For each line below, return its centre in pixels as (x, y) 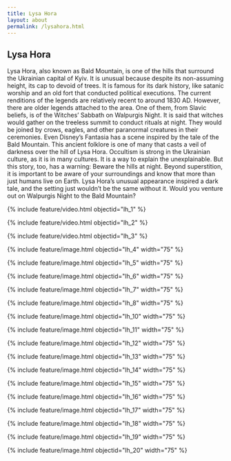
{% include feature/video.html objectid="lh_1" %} (77, 209)
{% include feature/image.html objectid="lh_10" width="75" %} (97, 317)
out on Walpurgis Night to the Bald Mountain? (72, 196)
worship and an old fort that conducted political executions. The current (109, 93)
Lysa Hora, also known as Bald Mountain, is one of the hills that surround (111, 71)
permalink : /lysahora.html (46, 26)
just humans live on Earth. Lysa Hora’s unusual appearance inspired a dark (113, 181)
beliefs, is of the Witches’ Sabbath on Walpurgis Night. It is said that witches (115, 115)
